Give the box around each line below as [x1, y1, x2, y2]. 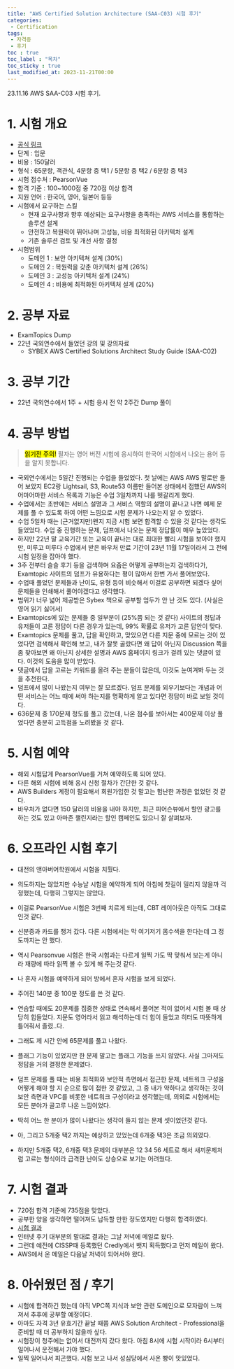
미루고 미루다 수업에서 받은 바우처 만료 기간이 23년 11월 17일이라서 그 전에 [27, 544, 228, 552]
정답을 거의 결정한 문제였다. [17, 1061, 93, 1069]
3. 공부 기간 [7, 374, 70, 390]
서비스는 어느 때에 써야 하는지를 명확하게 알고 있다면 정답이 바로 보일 [24, 692, 212, 700]
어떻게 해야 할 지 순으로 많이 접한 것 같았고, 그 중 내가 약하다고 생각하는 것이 [17, 1084, 224, 1092]
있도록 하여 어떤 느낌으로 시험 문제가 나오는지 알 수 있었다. [45, 509, 204, 517]
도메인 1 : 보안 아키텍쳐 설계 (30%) [27, 254, 124, 262]
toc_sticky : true [7, 62, 61, 69]
